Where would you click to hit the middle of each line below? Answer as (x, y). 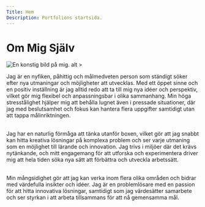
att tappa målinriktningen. (39, 115)
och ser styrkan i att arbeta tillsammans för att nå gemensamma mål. (93, 198)
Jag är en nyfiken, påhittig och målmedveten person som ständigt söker (97, 76)
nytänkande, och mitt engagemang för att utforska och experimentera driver (102, 153)
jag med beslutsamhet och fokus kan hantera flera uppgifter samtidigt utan (100, 109)
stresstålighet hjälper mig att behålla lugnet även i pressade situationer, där (101, 103)
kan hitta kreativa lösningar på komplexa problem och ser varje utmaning (98, 140)
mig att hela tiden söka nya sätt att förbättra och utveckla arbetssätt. (93, 160)
